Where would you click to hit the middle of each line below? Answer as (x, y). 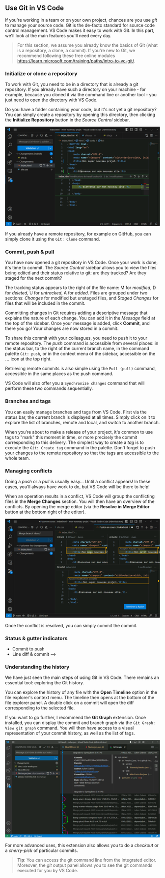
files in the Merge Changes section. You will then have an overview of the (80, 501)
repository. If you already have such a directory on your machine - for (76, 89)
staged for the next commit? (34, 278)
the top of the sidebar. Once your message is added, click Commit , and (77, 323)
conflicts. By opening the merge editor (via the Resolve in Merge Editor (77, 506)
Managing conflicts (29, 470)
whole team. (18, 458)
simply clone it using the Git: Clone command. (53, 239)
